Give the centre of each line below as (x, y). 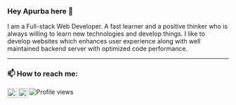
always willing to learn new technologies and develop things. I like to (106, 34)
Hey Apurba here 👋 (40, 11)
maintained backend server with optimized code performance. (98, 49)
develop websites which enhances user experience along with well (104, 41)
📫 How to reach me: (43, 74)
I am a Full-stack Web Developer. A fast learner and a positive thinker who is (118, 27)
